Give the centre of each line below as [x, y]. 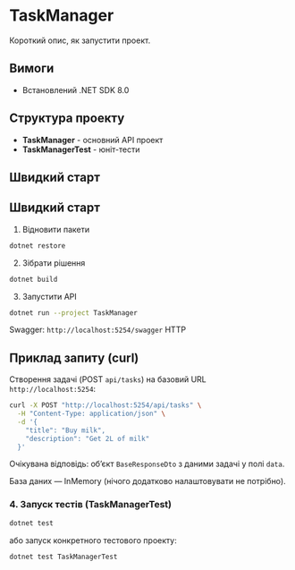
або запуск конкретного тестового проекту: [93, 540]
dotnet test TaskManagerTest [63, 557]
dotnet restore [38, 246]
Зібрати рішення [54, 263]
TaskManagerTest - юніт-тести [81, 149]
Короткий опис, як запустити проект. [80, 40]
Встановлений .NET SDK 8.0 [76, 89]
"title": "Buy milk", [65, 430]
